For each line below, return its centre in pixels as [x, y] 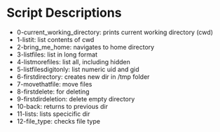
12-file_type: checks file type [59, 121]
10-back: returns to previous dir [62, 106]
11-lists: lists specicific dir [53, 114]
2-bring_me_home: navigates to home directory [85, 47]
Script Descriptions [64, 13]
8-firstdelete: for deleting [53, 91]
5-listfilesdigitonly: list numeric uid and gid [78, 69]
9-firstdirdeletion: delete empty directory [76, 98]
